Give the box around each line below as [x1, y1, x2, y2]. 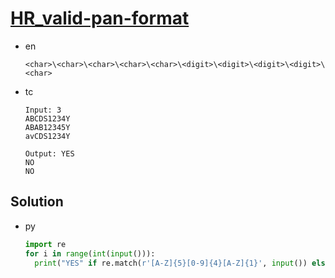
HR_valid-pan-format [10, 7, 190, 30]
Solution [10, 193, 64, 211]
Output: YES [24, 148, 75, 159]
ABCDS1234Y [24, 113, 71, 124]
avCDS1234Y [24, 131, 71, 141]
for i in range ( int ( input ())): [24, 248, 156, 259]
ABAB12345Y [24, 122, 71, 132]
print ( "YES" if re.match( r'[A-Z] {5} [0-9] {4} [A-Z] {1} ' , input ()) [34, 258, 308, 268]
